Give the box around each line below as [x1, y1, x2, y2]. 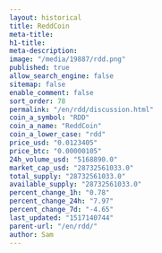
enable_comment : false [9, 88, 94, 97]
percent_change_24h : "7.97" [9, 196, 115, 206]
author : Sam [9, 230, 54, 239]
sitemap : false [9, 80, 66, 89]
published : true [9, 64, 70, 73]
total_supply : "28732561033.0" [9, 171, 126, 180]
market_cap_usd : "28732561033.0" [9, 163, 134, 172]
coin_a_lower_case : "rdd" [9, 130, 106, 139]
